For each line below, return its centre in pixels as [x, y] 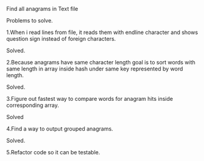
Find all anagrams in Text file [42, 9]
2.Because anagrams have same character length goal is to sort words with [101, 62]
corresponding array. [33, 105]
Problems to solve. [30, 20]
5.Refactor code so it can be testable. [53, 152]
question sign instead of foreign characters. [61, 39]
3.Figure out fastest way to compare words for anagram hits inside [90, 99]
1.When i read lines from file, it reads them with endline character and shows [102, 32]
